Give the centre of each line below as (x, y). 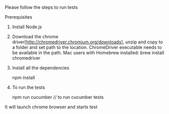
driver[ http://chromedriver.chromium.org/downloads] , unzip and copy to (87, 42)
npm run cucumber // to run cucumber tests (58, 97)
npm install (24, 77)
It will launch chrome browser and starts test (51, 107)
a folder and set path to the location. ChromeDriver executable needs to (87, 47)
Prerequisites (18, 17)
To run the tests (28, 87)
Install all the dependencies (40, 68)
